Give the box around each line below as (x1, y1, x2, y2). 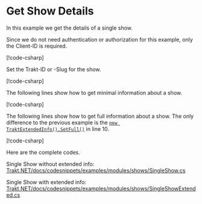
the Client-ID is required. (6, 42, 68, 49)
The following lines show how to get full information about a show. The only (6, 112, 194, 120)
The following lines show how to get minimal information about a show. (6, 89, 183, 96)
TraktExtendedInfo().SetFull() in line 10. (6, 125, 110, 132)
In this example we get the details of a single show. (6, 24, 133, 31)
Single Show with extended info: (6, 178, 86, 185)
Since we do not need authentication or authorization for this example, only (6, 36, 193, 43)
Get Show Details (6, 4, 94, 18)
